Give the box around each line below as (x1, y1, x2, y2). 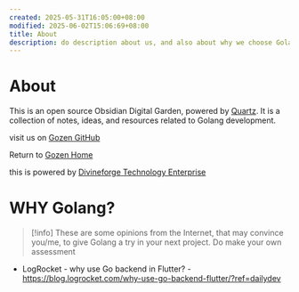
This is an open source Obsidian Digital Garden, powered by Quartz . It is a (9, 106, 280, 117)
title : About (9, 29, 58, 38)
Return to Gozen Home (9, 150, 93, 160)
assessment (30, 247, 76, 257)
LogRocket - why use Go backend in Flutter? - (21, 264, 191, 274)
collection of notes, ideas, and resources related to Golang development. (9, 115, 277, 126)
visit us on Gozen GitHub (9, 133, 101, 143)
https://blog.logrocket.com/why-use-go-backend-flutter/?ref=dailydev (21, 273, 282, 284)
